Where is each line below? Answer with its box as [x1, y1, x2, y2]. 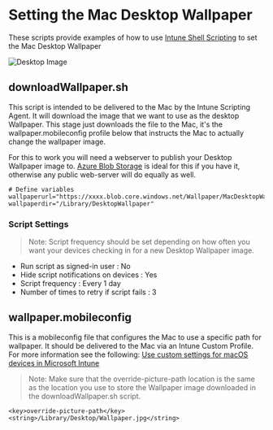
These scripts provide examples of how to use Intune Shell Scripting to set [8, 33, 258, 42]
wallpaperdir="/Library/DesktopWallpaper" [8, 199, 154, 208]
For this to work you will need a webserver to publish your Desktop [8, 152, 232, 162]
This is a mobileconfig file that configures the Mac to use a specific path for [8, 332, 262, 342]
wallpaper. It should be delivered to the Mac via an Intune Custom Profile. [8, 341, 254, 350]
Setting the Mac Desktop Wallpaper [8, 6, 253, 24]
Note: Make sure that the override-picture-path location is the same [28, 374, 256, 384]
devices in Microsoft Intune [8, 358, 100, 367]
